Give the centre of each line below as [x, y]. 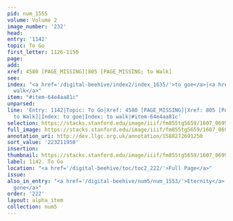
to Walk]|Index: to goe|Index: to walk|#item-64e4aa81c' [97, 116]
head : [15, 33]
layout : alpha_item [35, 201]
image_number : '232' [37, 26]
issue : [17, 175]
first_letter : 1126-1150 [43, 53]
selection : [23, 123]
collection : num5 [32, 207]
